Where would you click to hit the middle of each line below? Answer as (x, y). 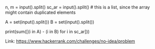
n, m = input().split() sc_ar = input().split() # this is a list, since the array (77, 7)
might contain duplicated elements (40, 12)
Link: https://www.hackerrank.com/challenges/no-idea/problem (70, 41)
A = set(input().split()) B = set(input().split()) (50, 22)
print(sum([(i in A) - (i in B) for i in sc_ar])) (48, 31)
